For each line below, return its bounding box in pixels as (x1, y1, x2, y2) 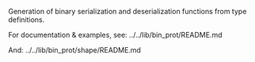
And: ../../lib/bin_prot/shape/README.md (8, 46, 141, 54)
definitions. (8, 15, 45, 24)
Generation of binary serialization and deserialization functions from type (8, 7, 247, 16)
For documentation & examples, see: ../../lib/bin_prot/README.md (8, 31, 223, 39)
